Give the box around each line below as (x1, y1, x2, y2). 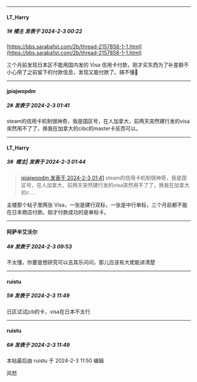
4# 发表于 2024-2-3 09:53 (6, 243, 72, 250)
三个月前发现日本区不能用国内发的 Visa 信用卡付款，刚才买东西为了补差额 (6, 61, 184, 68)
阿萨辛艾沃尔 (6, 229, 37, 236)
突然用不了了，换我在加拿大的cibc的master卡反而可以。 (6, 125, 141, 132)
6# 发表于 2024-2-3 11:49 (6, 342, 70, 348)
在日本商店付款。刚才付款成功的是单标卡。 (6, 208, 109, 215)
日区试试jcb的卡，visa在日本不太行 (6, 308, 91, 315)
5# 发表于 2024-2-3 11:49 (6, 292, 70, 299)
